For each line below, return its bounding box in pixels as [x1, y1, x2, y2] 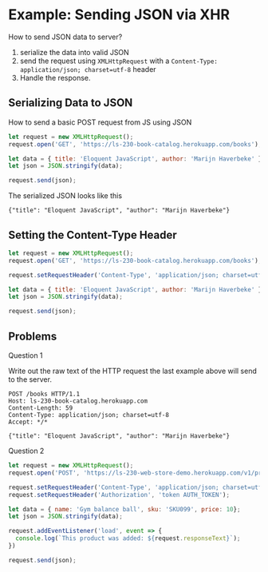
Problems [8, 329, 57, 343]
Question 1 [8, 351, 43, 360]
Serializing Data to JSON [8, 96, 133, 109]
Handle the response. [19, 73, 91, 82]
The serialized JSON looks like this [8, 191, 122, 201]
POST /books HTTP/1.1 [8, 390, 81, 398]
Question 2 [8, 446, 45, 455]
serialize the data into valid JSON [19, 47, 129, 57]
